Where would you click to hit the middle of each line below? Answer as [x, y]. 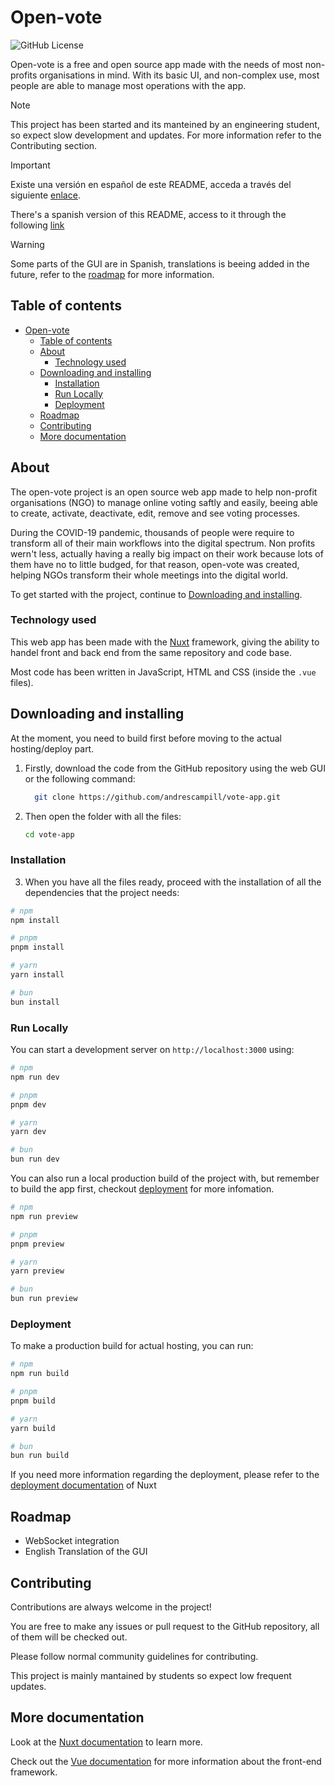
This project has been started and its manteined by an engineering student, [165, 124]
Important [30, 165]
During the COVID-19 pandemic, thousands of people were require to [152, 532]
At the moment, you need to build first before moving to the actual [146, 738]
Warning [27, 244]
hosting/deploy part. [52, 748]
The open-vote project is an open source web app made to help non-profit [164, 492]
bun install [35, 1002]
